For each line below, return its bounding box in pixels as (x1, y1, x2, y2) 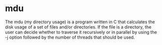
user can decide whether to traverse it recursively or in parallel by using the (5, 29, 157, 35)
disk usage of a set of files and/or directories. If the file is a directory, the (5, 24, 152, 30)
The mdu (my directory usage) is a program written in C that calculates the (5, 19, 155, 25)
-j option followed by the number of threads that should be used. (5, 34, 135, 40)
